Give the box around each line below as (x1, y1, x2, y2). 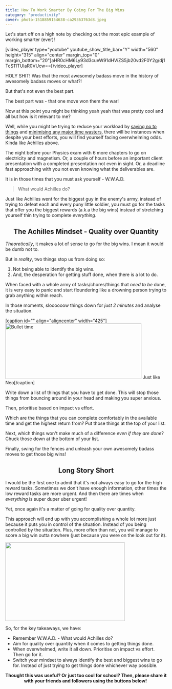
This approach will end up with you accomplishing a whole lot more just (5, 516, 156, 522)
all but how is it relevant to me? (5, 113, 71, 120)
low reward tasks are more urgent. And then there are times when (5, 490, 144, 497)
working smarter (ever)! (5, 36, 55, 43)
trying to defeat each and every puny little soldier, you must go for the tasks (5, 201, 165, 208)
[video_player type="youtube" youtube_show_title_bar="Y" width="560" (5, 47, 159, 53)
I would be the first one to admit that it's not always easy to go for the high (5, 480, 162, 485)
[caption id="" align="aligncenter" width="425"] (5, 318, 107, 324)
